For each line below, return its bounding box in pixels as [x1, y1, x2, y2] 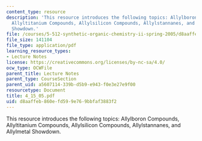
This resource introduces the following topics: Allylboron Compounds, [6, 115, 180, 122]
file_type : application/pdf [6, 43, 77, 49]
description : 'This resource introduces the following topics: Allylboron [6, 14, 198, 20]
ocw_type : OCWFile [6, 64, 52, 71]
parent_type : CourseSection [6, 76, 77, 82]
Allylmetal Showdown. [6, 128, 61, 135]
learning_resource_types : [6, 48, 71, 54]
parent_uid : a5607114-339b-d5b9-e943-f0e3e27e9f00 [6, 82, 136, 88]
